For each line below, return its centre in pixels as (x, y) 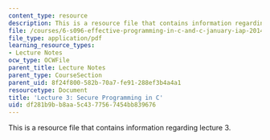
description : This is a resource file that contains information (120, 23)
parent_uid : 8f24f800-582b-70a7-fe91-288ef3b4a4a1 (95, 82)
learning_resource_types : (51, 46)
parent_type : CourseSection (55, 75)
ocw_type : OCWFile (39, 61)
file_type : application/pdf (55, 38)
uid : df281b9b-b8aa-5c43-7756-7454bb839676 (82, 105)
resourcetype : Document (48, 90)
